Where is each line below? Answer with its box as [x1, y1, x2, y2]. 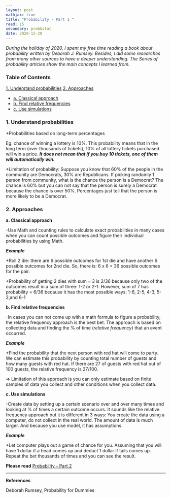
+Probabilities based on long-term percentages [6, 130, 105, 136]
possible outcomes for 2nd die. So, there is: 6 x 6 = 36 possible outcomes [6, 262, 160, 269]
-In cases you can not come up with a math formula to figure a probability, [6, 314, 161, 320]
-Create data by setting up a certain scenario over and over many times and [6, 401, 164, 407]
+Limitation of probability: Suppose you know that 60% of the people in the [6, 166, 163, 172]
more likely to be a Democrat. [6, 193, 67, 199]
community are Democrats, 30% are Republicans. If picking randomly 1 [6, 171, 154, 178]
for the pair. [6, 268, 30, 274]
